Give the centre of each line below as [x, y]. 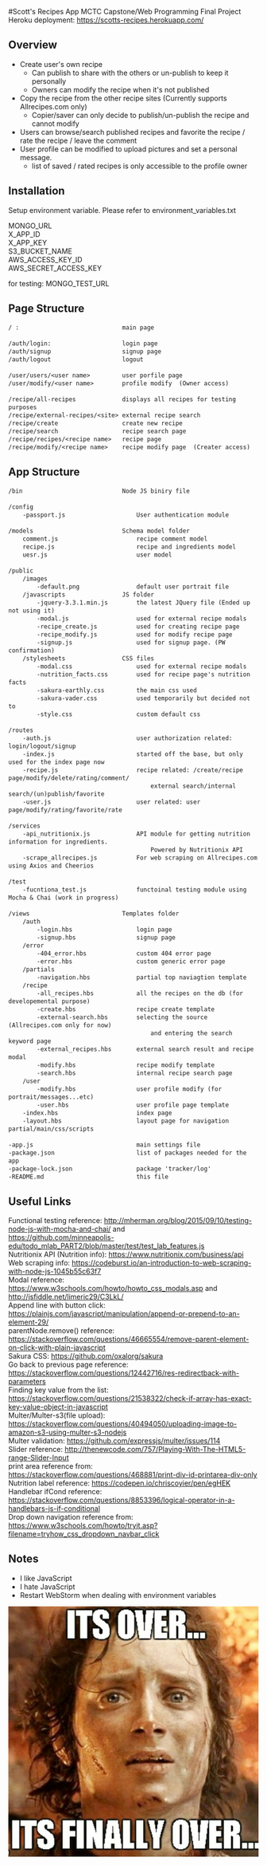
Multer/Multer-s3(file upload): [57, 1415]
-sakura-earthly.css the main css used [117, 691]
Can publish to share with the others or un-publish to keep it [130, 73]
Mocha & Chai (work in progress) [64, 898]
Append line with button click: [57, 1305]
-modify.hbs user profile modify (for [130, 1089]
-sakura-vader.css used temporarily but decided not [143, 698]
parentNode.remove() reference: [62, 1331]
